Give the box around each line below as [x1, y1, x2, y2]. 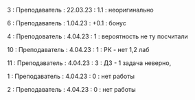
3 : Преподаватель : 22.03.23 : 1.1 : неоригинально [7, 6, 154, 14]
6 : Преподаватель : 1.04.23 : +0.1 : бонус [7, 19, 127, 27]
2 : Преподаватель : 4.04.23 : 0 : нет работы [7, 86, 136, 93]
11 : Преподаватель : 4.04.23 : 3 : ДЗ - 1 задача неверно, [7, 59, 172, 67]
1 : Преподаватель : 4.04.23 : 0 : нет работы [7, 72, 135, 80]
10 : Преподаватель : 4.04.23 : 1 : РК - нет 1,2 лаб [7, 46, 150, 53]
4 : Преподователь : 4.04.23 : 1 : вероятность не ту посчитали [7, 32, 188, 40]
